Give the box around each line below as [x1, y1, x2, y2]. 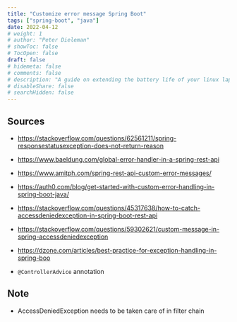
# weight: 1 [7, 30, 42, 37]
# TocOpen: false [7, 50, 59, 57]
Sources [7, 115, 45, 127]
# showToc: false [7, 43, 59, 50]
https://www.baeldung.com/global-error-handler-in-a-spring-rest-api [17, 155, 220, 163]
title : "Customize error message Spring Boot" [7, 10, 147, 18]
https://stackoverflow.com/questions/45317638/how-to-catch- [17, 203, 201, 212]
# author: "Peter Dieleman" [7, 37, 90, 44]
